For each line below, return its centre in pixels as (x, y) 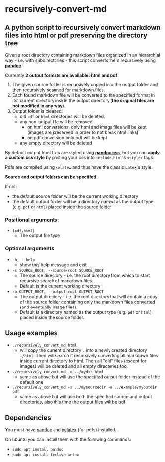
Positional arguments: (32, 220)
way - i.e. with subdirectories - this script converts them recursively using (81, 60)
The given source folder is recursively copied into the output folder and (85, 85)
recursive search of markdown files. (56, 280)
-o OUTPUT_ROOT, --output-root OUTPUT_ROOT (58, 292)
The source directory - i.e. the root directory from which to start (85, 275)
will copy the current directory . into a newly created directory (83, 350)
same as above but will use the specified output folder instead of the (90, 377)
